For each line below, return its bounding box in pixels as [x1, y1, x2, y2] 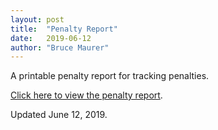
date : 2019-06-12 [10, 33, 92, 43]
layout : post [10, 14, 65, 25]
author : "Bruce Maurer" [10, 42, 110, 53]
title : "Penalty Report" [10, 24, 118, 34]
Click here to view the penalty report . [10, 89, 163, 101]
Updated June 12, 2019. [10, 109, 108, 121]
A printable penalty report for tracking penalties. [10, 70, 210, 82]
